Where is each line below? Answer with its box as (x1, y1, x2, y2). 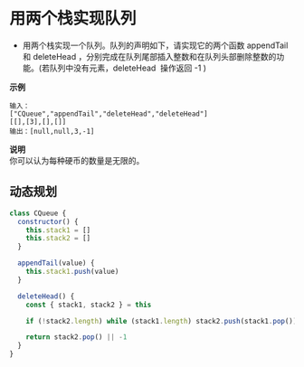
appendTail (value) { (17, 259, 95, 268)
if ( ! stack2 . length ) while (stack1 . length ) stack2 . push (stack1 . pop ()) (25, 316, 298, 325)
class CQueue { (9, 209, 67, 218)
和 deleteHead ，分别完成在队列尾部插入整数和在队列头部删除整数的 (22, 51, 277, 61)
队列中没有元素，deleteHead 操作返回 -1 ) (49, 62, 206, 73)
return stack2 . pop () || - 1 (25, 333, 128, 342)
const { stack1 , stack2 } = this (25, 300, 152, 309)
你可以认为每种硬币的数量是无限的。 (9, 155, 145, 165)
